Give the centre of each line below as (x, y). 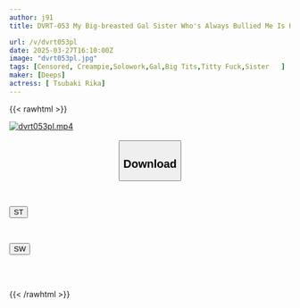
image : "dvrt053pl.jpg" (54, 59)
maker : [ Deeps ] (37, 75)
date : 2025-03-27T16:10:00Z (62, 50)
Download (150, 164)
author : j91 (31, 17)
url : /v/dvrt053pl (43, 42)
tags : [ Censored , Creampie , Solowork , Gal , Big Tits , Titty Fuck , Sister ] (147, 67)
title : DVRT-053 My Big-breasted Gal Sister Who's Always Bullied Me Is (147, 26)
